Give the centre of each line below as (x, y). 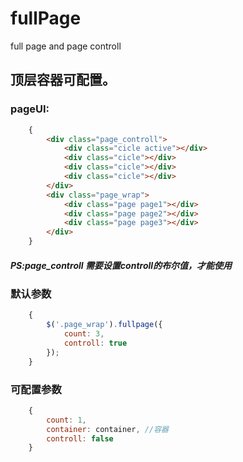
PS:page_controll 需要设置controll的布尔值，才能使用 (121, 265)
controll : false (80, 438)
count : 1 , (66, 420)
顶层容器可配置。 (63, 80)
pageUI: (30, 109)
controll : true (95, 343)
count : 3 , (84, 334)
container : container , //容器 (107, 429)
